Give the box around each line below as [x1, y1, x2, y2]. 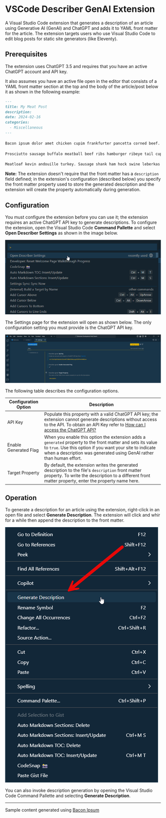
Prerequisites [5, 50, 47, 59]
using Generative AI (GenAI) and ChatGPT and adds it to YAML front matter [5, 25, 158, 31]
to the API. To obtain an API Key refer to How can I [44, 422, 146, 428]
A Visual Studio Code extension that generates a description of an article [5, 20, 153, 26]
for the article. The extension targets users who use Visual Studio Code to [5, 30, 156, 36]
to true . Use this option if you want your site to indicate [44, 444, 156, 450]
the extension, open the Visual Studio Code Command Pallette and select [5, 224, 156, 230]
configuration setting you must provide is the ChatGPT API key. [5, 325, 133, 331]
